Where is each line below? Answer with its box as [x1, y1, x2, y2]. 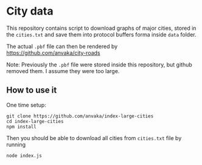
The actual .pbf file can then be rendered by [6, 43, 118, 50]
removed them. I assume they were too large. [6, 67, 120, 74]
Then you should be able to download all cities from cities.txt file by [6, 134, 182, 141]
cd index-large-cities [6, 118, 64, 124]
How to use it [6, 85, 57, 96]
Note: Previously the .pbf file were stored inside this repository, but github [6, 61, 193, 68]
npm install [6, 124, 37, 130]
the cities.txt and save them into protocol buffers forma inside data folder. [6, 30, 197, 38]
